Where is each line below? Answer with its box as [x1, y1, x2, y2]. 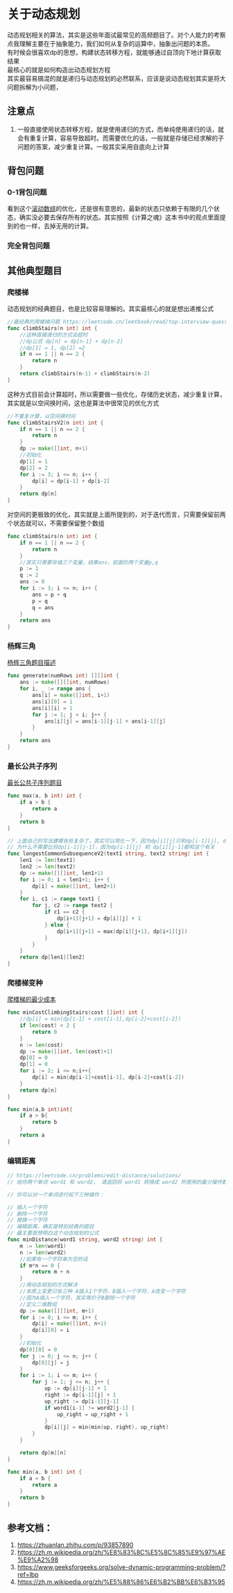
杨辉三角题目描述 [7, 659, 56, 667]
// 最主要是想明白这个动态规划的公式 [7, 1230, 99, 1237]
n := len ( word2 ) [19, 1249, 67, 1256]
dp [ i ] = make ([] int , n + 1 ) [32, 1320, 107, 1327]
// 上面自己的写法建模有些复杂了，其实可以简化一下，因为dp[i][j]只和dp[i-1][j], [7, 837, 221, 845]
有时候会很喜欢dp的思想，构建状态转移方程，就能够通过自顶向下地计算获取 [7, 48, 222, 56]
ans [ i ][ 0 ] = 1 [32, 698, 73, 705]
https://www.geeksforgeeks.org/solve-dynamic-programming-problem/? [17, 1562, 226, 1571]
